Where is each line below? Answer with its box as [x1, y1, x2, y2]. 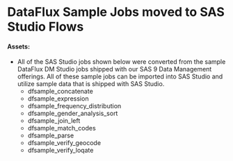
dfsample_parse [27, 131, 74, 139]
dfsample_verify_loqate [27, 146, 94, 155]
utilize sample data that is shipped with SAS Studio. [17, 80, 165, 88]
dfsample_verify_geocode [27, 139, 102, 147]
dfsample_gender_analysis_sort [27, 109, 118, 118]
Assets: [7, 42, 30, 51]
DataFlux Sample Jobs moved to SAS [7, 4, 225, 20]
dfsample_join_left [27, 117, 81, 125]
